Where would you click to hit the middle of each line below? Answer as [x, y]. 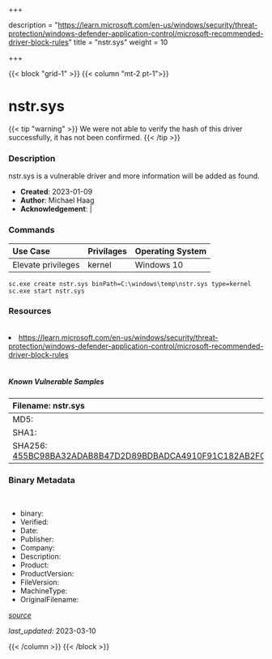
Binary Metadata [42, 480]
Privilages [108, 250]
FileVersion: [40, 582]
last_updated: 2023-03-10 [52, 631]
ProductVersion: [47, 574]
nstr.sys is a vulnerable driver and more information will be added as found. [134, 176]
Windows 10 [159, 264]
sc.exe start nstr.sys [47, 291]
